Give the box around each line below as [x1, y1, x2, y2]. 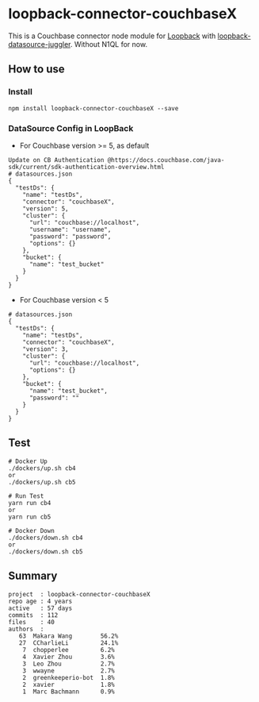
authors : [8, 625, 44, 633]
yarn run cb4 [8, 499, 51, 507]
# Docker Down [8, 526, 55, 534]
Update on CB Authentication [8, 156, 105, 164]
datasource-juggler [8, 39, 71, 48]
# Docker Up [8, 457, 48, 465]
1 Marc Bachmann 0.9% [22, 688, 115, 696]
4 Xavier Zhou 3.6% [22, 653, 115, 661]
